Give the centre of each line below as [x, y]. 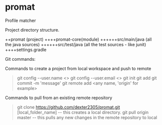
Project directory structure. [32, 30]
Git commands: [20, 59]
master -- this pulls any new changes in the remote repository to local [87, 117]
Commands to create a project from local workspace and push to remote [78, 68]
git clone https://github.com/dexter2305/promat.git [69, 107]
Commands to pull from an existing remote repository [59, 98]
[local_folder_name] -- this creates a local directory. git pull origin [83, 112]
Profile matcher [20, 20]
